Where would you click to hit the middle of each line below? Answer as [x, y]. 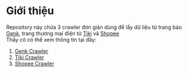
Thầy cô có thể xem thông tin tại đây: [51, 39]
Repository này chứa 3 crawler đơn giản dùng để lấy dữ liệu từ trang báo [94, 27]
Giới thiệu [30, 11]
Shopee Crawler [34, 64]
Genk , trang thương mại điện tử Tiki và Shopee [63, 33]
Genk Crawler [31, 51]
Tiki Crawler [29, 57]
